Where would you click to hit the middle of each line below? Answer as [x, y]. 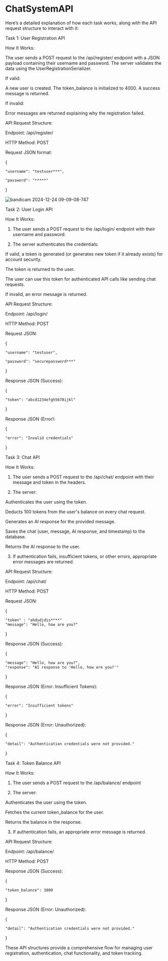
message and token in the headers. [49, 482]
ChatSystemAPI [39, 9]
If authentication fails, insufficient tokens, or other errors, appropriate [85, 556]
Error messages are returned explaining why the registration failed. [75, 113]
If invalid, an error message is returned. [46, 294]
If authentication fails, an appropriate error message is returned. [79, 832]
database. [16, 536]
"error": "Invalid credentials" [39, 438]
